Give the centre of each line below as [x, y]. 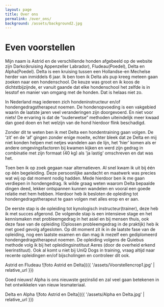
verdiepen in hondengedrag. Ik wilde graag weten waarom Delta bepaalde [80, 183]
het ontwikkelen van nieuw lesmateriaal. [46, 285]
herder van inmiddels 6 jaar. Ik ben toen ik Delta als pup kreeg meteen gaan [82, 77]
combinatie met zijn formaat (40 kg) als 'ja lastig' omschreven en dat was [79, 153]
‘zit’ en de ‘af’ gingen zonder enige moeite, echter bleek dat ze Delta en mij [81, 137]
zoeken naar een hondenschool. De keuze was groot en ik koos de [72, 82]
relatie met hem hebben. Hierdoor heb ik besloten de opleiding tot [72, 194]
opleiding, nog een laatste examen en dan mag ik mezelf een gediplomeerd [81, 235]
